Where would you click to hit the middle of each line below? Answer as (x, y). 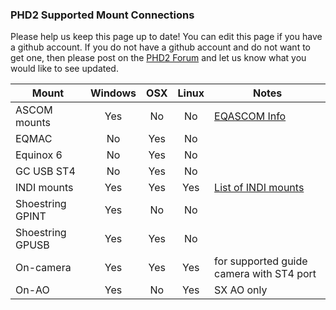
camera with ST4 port (265, 274)
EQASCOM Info (250, 116)
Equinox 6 (39, 155)
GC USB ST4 (45, 171)
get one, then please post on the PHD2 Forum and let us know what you (158, 58)
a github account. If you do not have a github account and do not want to (160, 47)
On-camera (43, 268)
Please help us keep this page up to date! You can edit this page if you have (166, 37)
